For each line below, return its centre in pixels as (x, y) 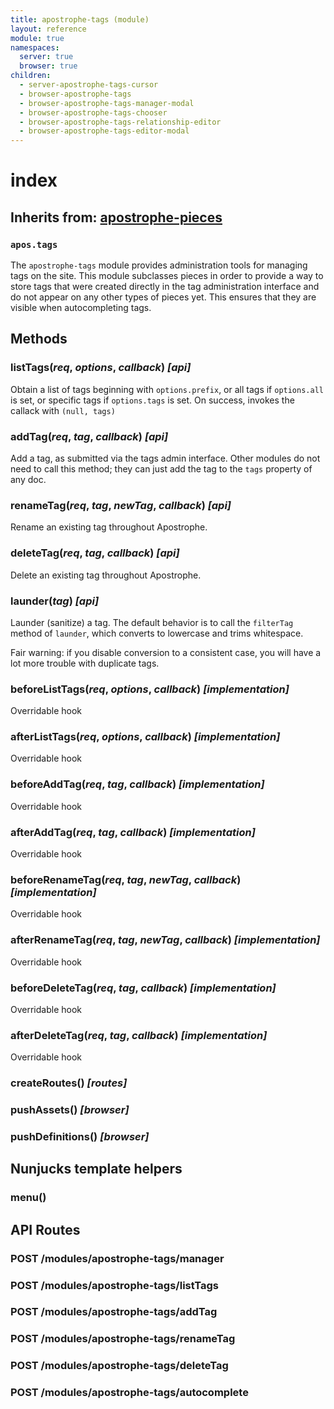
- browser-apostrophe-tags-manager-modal (107, 103)
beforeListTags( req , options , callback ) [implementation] (150, 689)
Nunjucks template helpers (96, 1169)
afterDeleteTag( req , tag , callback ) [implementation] (139, 1035)
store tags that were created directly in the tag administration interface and (165, 286)
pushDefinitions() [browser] (80, 1137)
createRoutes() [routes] (69, 1083)
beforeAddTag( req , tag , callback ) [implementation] (137, 784)
